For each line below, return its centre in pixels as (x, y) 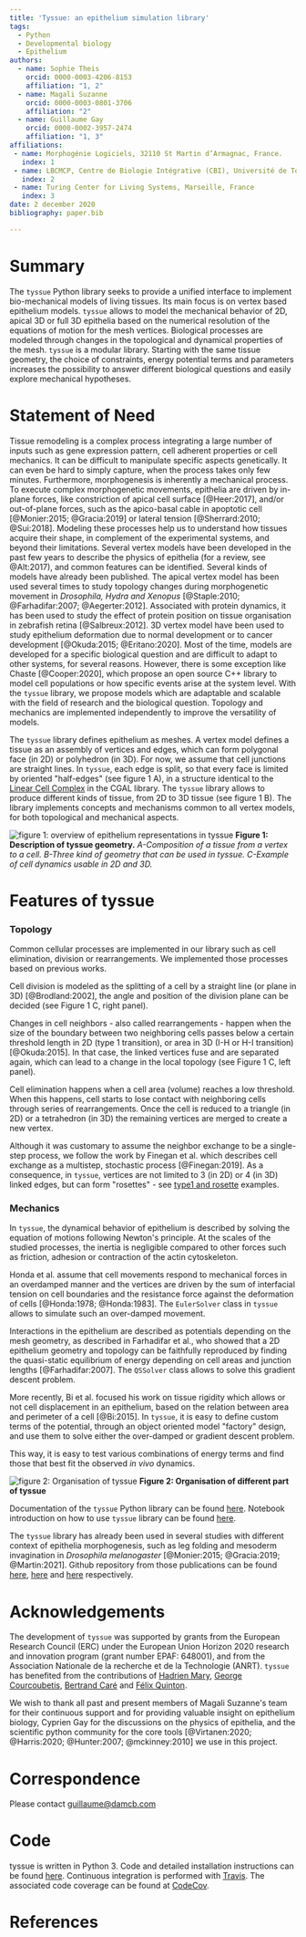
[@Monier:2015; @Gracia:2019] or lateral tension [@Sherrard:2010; (135, 518)
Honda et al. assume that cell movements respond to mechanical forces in (148, 1275)
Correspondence (75, 1779)
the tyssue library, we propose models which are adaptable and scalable (145, 693)
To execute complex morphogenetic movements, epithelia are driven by (144, 489)
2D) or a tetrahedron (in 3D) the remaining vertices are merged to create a (148, 1119)
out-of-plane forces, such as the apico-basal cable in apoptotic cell (136, 508)
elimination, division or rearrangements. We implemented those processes (149, 959)
